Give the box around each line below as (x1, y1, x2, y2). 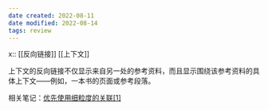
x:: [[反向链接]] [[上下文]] (8, 49, 90, 59)
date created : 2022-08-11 (8, 11, 94, 20)
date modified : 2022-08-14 (8, 19, 98, 27)
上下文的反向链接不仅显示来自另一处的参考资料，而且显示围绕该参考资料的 (8, 66, 253, 76)
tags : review (8, 26, 52, 34)
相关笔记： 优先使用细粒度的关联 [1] (8, 93, 121, 103)
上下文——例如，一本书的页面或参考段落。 (14, 77, 156, 86)
